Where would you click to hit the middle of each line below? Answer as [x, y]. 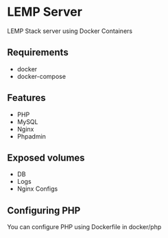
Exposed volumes [46, 157]
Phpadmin [32, 136]
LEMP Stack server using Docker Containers [70, 31]
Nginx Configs [37, 189]
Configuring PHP [44, 210]
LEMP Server [45, 12]
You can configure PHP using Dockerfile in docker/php [84, 227]
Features [26, 98]
